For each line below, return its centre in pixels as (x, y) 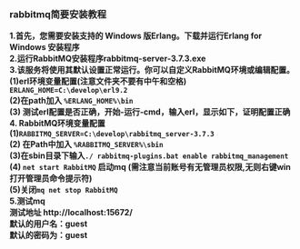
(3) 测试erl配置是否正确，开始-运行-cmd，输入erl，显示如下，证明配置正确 (150, 112)
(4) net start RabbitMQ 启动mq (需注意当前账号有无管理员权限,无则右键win (150, 167)
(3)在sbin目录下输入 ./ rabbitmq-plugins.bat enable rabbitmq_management (149, 155)
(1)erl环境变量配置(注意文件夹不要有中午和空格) (98, 81)
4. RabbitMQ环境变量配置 (58, 124)
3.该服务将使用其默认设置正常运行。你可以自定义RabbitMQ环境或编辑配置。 (152, 70)
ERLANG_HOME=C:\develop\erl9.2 (69, 91)
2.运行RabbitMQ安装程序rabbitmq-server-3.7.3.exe (108, 59)
